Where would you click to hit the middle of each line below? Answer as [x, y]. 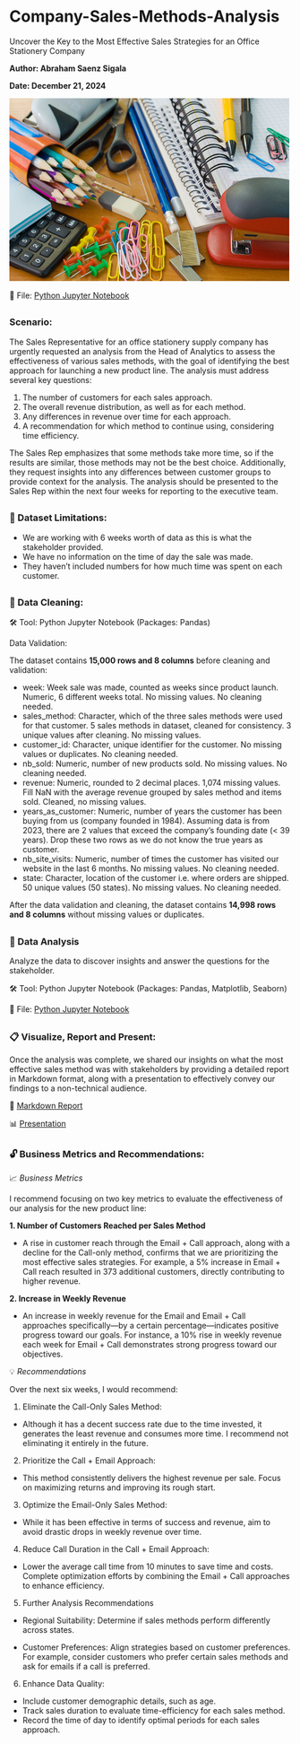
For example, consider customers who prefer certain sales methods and [155, 1656]
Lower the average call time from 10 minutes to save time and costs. [148, 1566]
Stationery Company [47, 50]
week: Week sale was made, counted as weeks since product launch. [150, 687]
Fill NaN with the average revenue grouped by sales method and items [152, 792]
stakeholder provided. [63, 547]
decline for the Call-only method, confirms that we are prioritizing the [150, 1252]
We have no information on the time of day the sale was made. [137, 556]
